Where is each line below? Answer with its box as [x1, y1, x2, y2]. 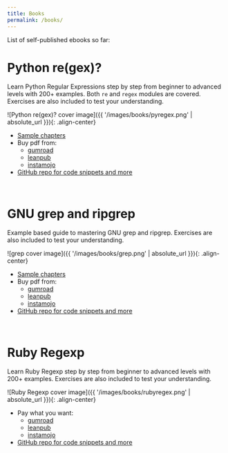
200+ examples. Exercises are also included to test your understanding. [7, 375, 212, 383]
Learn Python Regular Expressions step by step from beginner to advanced [7, 82, 222, 91]
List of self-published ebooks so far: [7, 35, 111, 44]
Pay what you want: [17, 409, 74, 417]
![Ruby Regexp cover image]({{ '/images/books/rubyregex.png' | [7, 388, 191, 396]
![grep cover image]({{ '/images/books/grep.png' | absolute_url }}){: [7, 250, 200, 258]
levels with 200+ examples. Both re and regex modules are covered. [7, 90, 201, 98]
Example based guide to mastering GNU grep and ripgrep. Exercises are [7, 229, 213, 237]
